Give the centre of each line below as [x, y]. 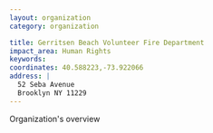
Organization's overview [55, 119]
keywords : [28, 60]
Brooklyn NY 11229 [53, 93]
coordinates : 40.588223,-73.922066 [77, 68]
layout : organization [50, 18]
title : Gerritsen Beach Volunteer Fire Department [107, 43]
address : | [30, 76]
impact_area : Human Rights [60, 51]
